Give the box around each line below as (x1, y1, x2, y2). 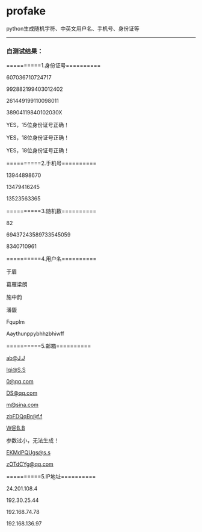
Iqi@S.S (6, 366, 26, 374)
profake (6, 4, 46, 18)
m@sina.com (6, 401, 39, 409)
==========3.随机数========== (6, 208, 97, 215)
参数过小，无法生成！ (6, 437, 59, 444)
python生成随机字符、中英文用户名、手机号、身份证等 (6, 25, 139, 32)
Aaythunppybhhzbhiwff (6, 330, 64, 338)
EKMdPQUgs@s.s (6, 449, 51, 456)
